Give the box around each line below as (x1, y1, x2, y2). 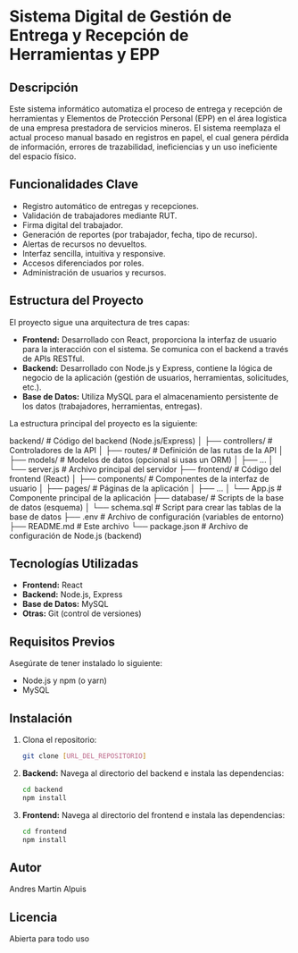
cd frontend (21, 827, 67, 836)
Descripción (9, 80, 79, 95)
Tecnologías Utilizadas (9, 556, 139, 571)
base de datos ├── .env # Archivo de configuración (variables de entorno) (9, 511, 285, 522)
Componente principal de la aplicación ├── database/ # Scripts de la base (9, 492, 284, 502)
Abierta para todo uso (9, 933, 90, 944)
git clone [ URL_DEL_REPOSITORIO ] (21, 752, 147, 761)
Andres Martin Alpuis (9, 883, 87, 895)
